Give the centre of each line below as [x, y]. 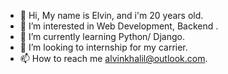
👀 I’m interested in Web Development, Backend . [119, 26]
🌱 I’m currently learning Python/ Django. [102, 36]
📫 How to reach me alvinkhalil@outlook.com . [113, 58]
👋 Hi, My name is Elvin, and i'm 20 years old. [111, 15]
